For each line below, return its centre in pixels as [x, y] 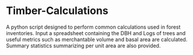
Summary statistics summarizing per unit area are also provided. [83, 46]
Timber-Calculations [57, 11]
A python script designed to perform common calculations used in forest [93, 27]
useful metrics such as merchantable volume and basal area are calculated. [97, 39]
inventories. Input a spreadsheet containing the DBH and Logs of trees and [96, 33]
